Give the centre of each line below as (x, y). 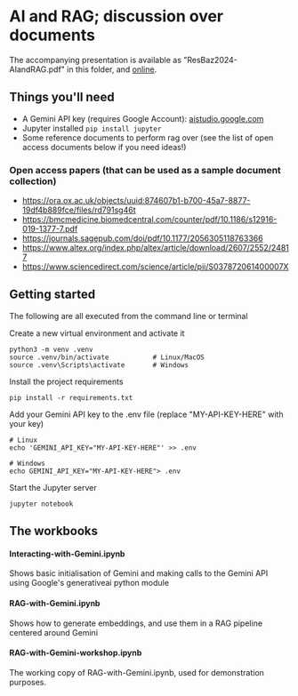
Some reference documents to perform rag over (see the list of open (148, 137)
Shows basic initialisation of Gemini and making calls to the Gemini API (139, 573)
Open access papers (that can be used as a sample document (145, 170)
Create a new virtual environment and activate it (97, 333)
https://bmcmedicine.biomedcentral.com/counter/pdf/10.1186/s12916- (149, 220)
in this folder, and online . (112, 69)
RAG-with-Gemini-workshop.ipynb (76, 653)
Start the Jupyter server (53, 487)
